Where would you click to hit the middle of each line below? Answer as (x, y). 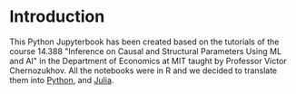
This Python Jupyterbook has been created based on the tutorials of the (144, 42)
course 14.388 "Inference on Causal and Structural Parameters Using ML (146, 51)
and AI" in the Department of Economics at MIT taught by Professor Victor (148, 61)
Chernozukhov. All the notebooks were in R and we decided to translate (143, 70)
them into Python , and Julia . (62, 80)
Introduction (57, 17)
